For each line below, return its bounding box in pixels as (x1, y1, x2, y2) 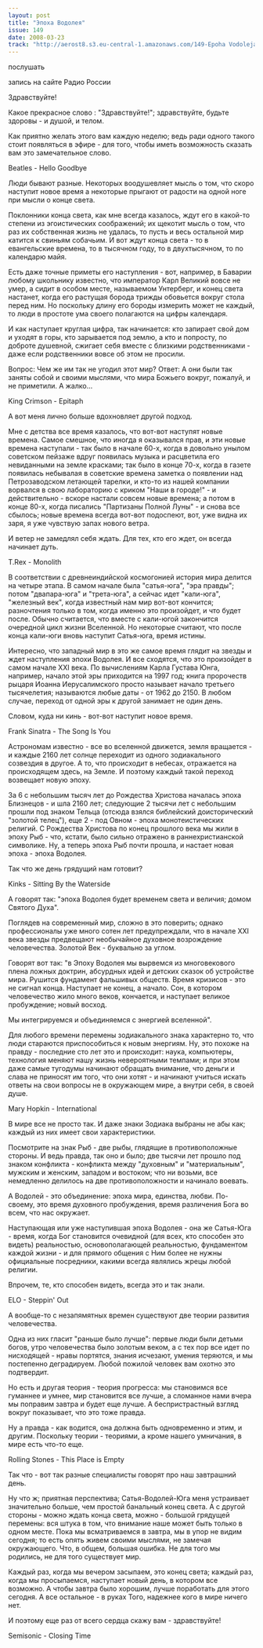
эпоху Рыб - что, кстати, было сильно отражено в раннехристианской (8, 832, 244, 842)
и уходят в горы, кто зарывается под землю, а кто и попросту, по (8, 333, 227, 342)
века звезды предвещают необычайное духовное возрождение (8, 935, 223, 945)
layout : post (8, 11, 51, 20)
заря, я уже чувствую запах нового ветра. (8, 519, 150, 528)
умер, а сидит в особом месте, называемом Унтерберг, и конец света (8, 284, 244, 294)
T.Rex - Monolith (8, 557, 62, 567)
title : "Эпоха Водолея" (8, 19, 86, 27)
